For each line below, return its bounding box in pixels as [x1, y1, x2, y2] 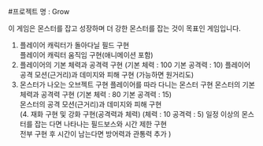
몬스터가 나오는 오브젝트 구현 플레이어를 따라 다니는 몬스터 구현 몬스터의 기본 [19, 80, 256, 89]
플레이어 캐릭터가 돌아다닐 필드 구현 [19, 40, 130, 50]
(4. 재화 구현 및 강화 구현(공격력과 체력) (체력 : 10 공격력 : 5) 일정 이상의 [19, 110, 240, 118]
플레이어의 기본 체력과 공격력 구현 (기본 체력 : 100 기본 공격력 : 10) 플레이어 [19, 60, 250, 69]
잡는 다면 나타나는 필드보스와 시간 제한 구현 [34, 119, 167, 129]
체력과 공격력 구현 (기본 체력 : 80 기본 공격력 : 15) [19, 90, 172, 99]
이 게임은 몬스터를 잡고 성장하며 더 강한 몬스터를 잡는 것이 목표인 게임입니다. [8, 24, 242, 33]
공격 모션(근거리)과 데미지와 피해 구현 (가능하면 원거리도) [19, 70, 194, 79]
